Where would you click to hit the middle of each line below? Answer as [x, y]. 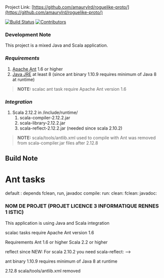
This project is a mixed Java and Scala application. [57, 45]
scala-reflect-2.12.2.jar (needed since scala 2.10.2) [71, 128]
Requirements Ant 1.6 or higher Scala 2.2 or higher [56, 242]
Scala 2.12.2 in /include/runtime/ [45, 112]
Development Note [28, 35]
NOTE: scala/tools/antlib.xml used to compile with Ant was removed [86, 138]
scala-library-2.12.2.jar [42, 123]
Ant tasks [25, 180]
